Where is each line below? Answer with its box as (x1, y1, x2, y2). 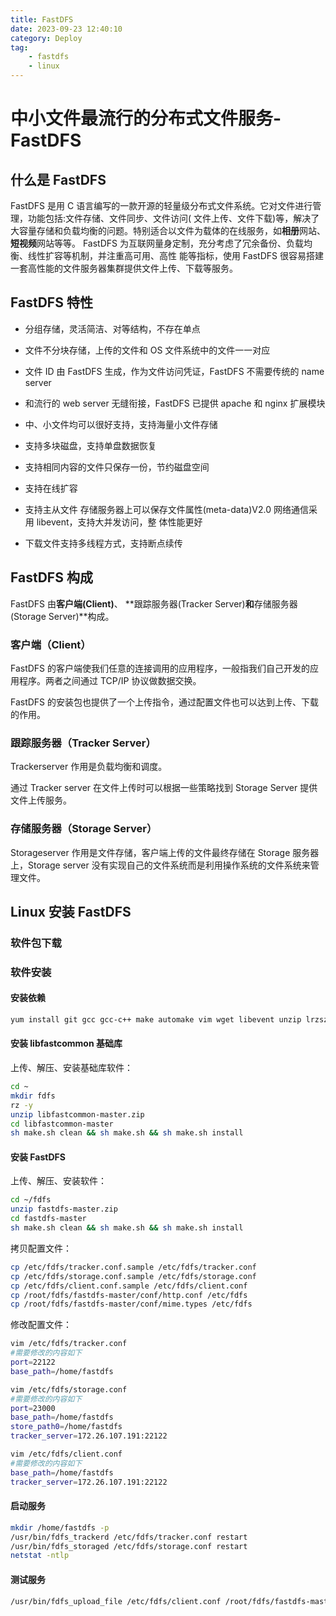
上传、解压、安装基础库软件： (10, 1062, 133, 1074)
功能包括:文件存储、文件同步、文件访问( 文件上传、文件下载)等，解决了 (27, 212, 320, 224)
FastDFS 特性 (10, 294, 93, 311)
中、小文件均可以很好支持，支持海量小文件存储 (24, 418, 218, 430)
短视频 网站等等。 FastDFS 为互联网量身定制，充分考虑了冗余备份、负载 (10, 237, 304, 249)
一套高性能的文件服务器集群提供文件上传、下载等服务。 (10, 262, 238, 274)
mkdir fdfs (10, 1091, 56, 1101)
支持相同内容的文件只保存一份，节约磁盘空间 (24, 461, 210, 473)
